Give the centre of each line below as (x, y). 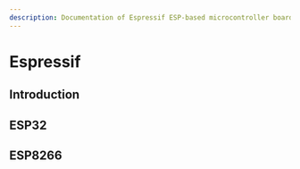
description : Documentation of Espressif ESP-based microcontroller (139, 17)
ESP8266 (36, 155)
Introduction (45, 95)
